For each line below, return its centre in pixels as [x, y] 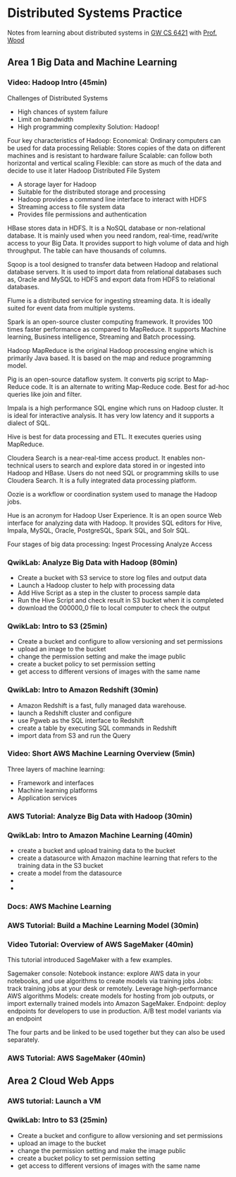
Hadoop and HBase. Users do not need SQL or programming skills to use [113, 472]
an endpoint [25, 1019]
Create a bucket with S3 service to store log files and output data [112, 577]
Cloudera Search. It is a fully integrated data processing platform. [102, 480]
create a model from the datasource [70, 873]
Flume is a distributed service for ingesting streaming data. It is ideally [109, 300]
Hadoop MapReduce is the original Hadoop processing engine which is [110, 350]
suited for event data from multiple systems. [71, 308]
